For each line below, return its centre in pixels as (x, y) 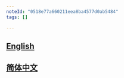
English (20, 46)
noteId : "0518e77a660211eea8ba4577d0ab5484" (62, 12)
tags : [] (17, 17)
